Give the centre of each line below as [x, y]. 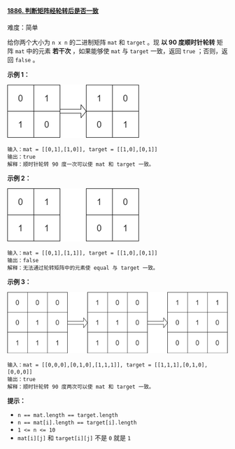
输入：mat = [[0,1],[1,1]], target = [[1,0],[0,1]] [83, 253]
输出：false [23, 261]
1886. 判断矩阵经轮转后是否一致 [53, 10]
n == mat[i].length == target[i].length [77, 423]
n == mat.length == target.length [67, 415]
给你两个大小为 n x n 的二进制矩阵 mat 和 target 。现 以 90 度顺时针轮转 [111, 43]
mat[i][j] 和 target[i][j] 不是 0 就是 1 [74, 438]
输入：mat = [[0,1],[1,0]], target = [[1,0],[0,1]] [83, 150]
